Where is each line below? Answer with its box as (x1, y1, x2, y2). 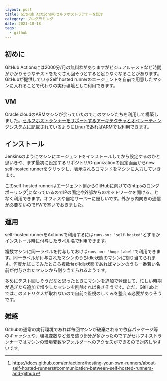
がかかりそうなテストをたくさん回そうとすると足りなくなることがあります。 (5, 70, 162, 76)
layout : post (5, 7, 32, 12)
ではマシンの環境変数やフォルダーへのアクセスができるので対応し (18, 339, 153, 345)
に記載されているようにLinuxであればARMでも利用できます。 (26, 124, 152, 130)
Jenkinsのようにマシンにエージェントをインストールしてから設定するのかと (5, 153, 161, 159)
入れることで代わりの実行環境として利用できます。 (13, 82, 118, 88)
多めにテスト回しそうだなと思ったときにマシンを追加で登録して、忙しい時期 (5, 278, 162, 284)
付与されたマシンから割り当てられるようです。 (13, 267, 109, 273)
